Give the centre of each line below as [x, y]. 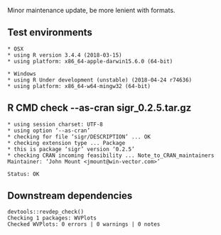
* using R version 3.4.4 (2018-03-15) [65, 55]
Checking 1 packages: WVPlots [52, 218]
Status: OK [23, 174]
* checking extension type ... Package [66, 143]
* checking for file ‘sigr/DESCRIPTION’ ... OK [79, 137]
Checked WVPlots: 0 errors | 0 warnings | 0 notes [84, 224]
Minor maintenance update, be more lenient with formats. [91, 10]
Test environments [50, 32]
